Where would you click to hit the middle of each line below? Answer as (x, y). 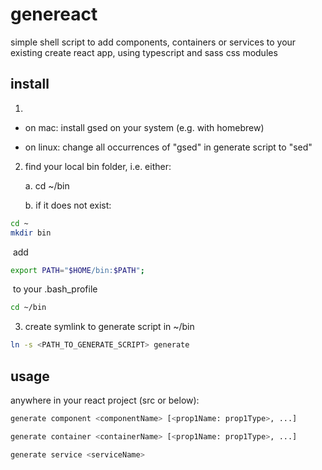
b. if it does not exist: (68, 205)
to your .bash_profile (55, 289)
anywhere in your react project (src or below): (105, 400)
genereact (54, 14)
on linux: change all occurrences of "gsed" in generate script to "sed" (168, 147)
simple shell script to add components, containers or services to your (153, 42)
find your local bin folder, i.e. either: (98, 166)
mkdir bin (31, 233)
